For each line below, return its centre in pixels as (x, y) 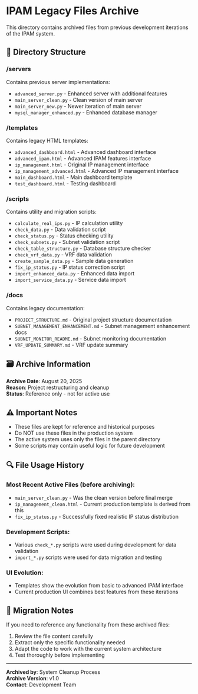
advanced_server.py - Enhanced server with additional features (91, 94)
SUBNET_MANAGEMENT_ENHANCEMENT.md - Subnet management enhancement (102, 326)
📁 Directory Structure (46, 52)
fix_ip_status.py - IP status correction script (70, 267)
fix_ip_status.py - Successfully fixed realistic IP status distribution (96, 516)
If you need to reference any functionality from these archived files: (88, 625)
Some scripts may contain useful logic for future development (90, 446)
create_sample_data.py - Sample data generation (74, 261)
